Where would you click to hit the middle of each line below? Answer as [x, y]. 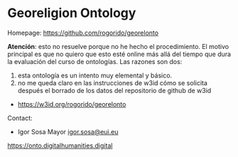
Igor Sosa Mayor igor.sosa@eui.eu [68, 131]
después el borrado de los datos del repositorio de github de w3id [114, 90]
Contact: [20, 118]
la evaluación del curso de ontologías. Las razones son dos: [95, 61]
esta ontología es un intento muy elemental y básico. [95, 75]
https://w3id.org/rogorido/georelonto [72, 104]
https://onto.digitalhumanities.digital [60, 145]
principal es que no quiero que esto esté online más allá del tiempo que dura [119, 54]
